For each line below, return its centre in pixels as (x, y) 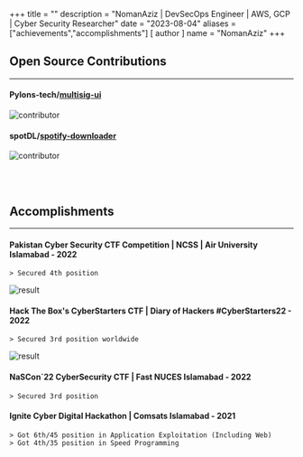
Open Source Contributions (88, 62)
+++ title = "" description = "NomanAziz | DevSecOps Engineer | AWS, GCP (150, 14)
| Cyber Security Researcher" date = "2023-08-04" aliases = (123, 23)
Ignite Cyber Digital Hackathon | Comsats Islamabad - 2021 (123, 416)
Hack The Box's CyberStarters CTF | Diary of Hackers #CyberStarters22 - (151, 311)
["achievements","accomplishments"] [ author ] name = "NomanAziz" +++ (147, 33)
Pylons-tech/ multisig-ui (55, 95)
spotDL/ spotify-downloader (63, 135)
